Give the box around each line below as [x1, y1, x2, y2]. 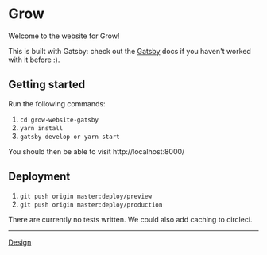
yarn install [19, 124, 64, 132]
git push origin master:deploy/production [19, 200, 163, 209]
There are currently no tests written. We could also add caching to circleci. [8, 214, 253, 224]
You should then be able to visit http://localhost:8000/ [8, 146, 185, 156]
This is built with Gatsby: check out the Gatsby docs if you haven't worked [8, 46, 252, 56]
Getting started [8, 78, 86, 91]
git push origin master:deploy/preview [19, 192, 153, 200]
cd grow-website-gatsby [19, 116, 99, 124]
